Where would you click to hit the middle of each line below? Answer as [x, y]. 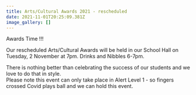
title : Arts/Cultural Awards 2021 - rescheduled [67, 11]
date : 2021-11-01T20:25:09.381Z [45, 17]
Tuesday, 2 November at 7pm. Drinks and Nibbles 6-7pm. [75, 57]
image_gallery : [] [28, 22]
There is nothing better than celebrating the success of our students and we [98, 68]
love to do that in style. [34, 74]
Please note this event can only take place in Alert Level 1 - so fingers [90, 80]
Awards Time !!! [25, 39]
